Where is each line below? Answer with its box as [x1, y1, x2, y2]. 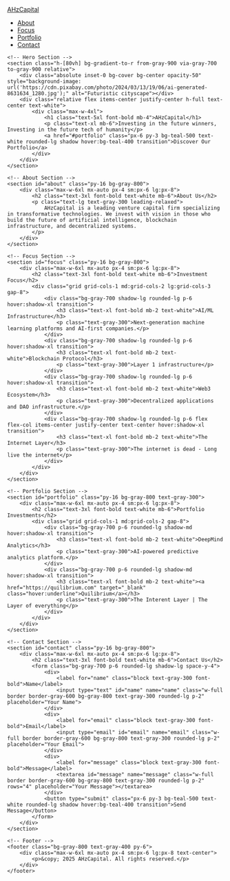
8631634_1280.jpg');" [7, 90, 70, 97]
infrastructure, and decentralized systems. [7, 222, 137, 229]
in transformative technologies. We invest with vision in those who [7, 211, 211, 218]
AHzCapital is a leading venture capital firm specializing [43, 205, 220, 211]
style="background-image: [7, 78, 81, 85]
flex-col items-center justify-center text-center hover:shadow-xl [7, 422, 205, 428]
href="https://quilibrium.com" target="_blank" [7, 584, 147, 591]
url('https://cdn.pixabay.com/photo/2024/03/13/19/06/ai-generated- [7, 84, 208, 91]
